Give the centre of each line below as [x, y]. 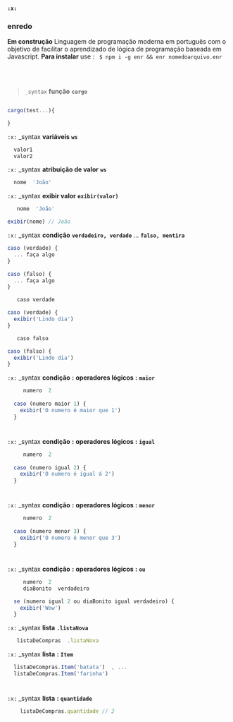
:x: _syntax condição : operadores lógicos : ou [76, 569]
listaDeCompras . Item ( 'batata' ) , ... [71, 667]
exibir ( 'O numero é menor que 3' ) [70, 538]
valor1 [23, 150]
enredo [20, 26]
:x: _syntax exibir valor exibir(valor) [63, 196]
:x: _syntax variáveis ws [43, 136]
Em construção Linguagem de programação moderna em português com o [117, 41]
